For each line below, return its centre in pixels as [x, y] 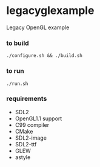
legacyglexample [50, 11]
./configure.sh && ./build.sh [45, 56]
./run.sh [17, 83]
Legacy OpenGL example [38, 27]
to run [15, 71]
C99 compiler [32, 124]
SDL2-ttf [26, 144]
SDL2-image [31, 138]
